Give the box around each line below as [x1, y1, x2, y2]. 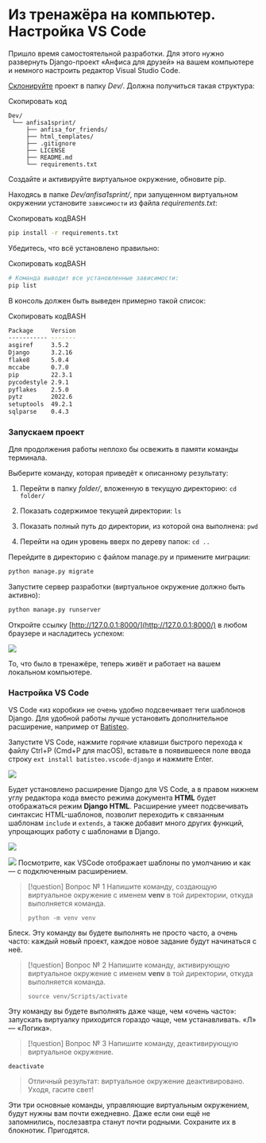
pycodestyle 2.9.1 [8, 378, 69, 386]
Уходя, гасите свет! [27, 1085, 94, 1095]
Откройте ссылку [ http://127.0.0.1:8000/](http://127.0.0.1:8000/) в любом [8, 620, 248, 630]
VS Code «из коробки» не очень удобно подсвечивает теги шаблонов [8, 705, 246, 715]
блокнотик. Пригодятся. [8, 1126, 90, 1135]
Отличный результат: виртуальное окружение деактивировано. [27, 1076, 245, 1086]
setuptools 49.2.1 [8, 400, 73, 408]
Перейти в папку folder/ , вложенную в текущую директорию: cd [19, 484, 237, 493]
